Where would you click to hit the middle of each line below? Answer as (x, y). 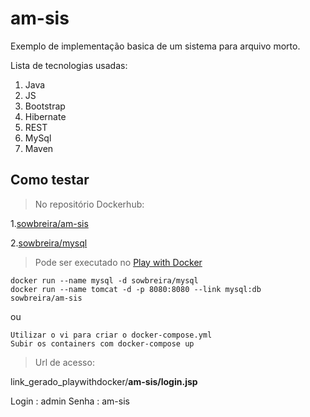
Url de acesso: (64, 362)
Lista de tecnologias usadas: (69, 65)
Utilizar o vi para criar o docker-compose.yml (111, 335)
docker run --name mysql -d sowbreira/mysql (104, 280)
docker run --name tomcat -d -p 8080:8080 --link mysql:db (136, 289)
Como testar (50, 180)
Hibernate (45, 116)
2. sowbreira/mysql (49, 243)
